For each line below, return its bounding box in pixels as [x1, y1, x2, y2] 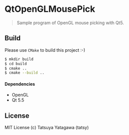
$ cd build [4, 61, 27, 66]
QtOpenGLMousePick [4, 3, 96, 15]
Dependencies [4, 81, 35, 87]
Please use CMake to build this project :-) [4, 47, 86, 53]
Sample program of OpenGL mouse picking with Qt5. [16, 20, 124, 26]
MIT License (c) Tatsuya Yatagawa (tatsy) [4, 125, 89, 131]
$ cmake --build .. [4, 70, 45, 75]
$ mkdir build [4, 57, 34, 62]
